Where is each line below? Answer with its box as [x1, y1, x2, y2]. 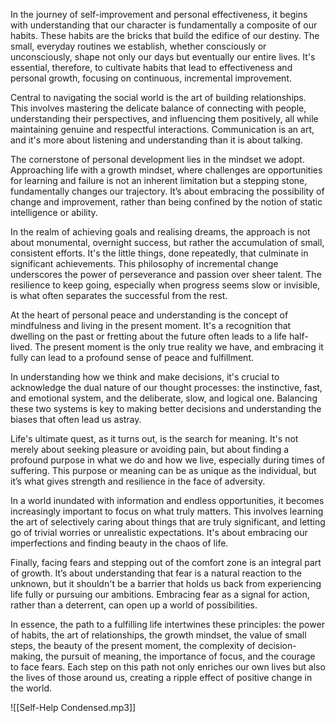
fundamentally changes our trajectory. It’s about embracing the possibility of [10, 185, 325, 197]
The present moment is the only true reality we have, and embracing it [34, 341, 324, 353]
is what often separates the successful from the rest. [10, 290, 228, 301]
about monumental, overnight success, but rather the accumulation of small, [10, 237, 325, 248]
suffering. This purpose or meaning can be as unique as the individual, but [10, 465, 317, 476]
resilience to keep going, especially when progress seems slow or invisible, [10, 279, 321, 291]
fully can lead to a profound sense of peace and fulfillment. [10, 352, 254, 363]
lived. [10, 341, 33, 353]
